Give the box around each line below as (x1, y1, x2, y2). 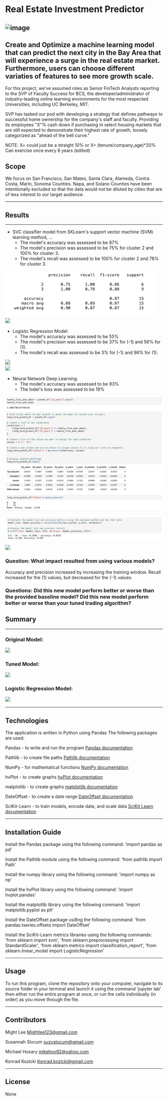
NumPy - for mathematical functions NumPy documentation (5, 764, 128, 770)
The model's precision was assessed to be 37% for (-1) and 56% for (19, 339, 161, 345)
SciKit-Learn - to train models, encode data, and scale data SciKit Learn (5, 803, 153, 809)
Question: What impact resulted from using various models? (5, 558, 155, 565)
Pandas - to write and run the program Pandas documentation (5, 745, 133, 751)
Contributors (5, 1016, 46, 1024)
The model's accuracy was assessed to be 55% (19, 333, 119, 340)
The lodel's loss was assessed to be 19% (19, 386, 105, 393)
